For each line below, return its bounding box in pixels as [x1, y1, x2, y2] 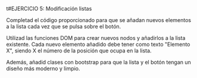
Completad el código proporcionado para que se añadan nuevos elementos [6, 17, 192, 23]
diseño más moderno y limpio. [6, 65, 80, 72]
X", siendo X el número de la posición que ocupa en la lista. [6, 47, 152, 54]
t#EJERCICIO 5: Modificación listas [6, 5, 92, 12]
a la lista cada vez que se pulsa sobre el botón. [6, 23, 121, 30]
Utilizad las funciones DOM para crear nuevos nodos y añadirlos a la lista [6, 35, 186, 41]
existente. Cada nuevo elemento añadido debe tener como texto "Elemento [6, 41, 190, 48]
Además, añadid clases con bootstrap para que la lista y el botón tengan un [6, 59, 192, 65]
